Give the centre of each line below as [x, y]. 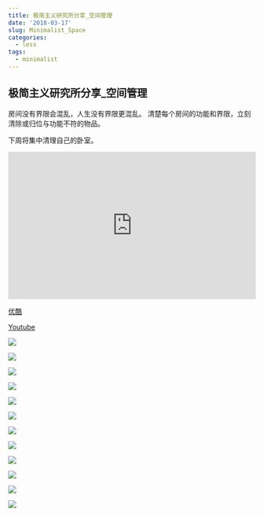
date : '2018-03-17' [40, 23]
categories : [27, 37]
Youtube [22, 326]
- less [26, 45]
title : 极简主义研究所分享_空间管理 [60, 15]
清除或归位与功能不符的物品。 [56, 123]
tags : [17, 52]
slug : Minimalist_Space [47, 30]
